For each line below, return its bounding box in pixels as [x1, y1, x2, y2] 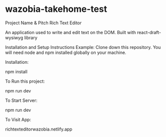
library [24, 35, 38, 41]
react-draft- [137, 29, 161, 35]
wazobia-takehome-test [5, 3, 108, 15]
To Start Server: [5, 97, 38, 103]
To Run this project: [5, 78, 45, 84]
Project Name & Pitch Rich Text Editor [5, 20, 82, 26]
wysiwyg [5, 35, 23, 41]
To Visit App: [5, 116, 31, 122]
